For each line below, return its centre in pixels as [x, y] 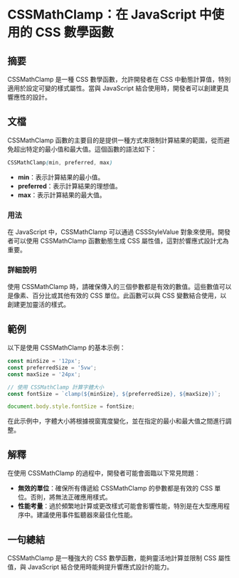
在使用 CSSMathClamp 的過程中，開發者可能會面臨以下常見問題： [104, 473]
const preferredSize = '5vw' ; [52, 367]
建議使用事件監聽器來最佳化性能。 [86, 515]
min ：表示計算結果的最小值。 [61, 177]
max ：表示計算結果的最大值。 [62, 195]
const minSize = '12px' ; [44, 361]
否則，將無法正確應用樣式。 [71, 497]
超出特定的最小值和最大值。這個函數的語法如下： [85, 149]
